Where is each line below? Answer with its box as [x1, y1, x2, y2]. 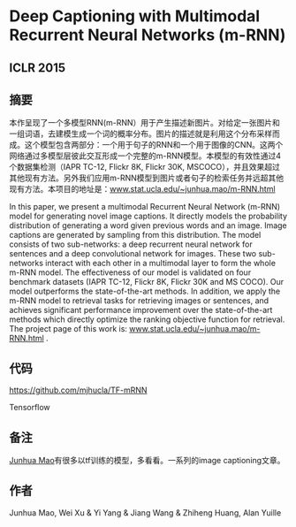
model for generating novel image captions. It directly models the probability [9, 210, 288, 222]
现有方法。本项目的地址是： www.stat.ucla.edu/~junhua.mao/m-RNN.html [9, 184, 276, 195]
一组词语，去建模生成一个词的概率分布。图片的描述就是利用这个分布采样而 [9, 128, 280, 139]
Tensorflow [9, 402, 50, 413]
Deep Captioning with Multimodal [9, 6, 261, 27]
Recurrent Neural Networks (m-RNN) [9, 25, 286, 45]
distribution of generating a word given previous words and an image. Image [9, 220, 287, 231]
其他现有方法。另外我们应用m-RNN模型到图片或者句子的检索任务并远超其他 [9, 172, 285, 183]
